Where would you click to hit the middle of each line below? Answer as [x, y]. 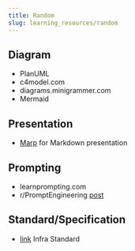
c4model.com [42, 82]
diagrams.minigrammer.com [65, 91]
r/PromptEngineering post [62, 195]
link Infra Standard [50, 238]
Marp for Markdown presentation [73, 143]
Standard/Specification [67, 220]
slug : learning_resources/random [63, 23]
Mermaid [34, 99]
